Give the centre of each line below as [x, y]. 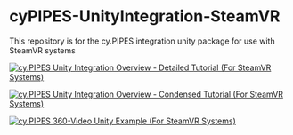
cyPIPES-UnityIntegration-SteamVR [145, 16]
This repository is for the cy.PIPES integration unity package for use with [142, 41]
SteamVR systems [42, 50]
